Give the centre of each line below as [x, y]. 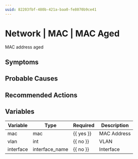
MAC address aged [24, 47]
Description [115, 125]
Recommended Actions [41, 95]
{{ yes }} [82, 133]
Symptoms [22, 62]
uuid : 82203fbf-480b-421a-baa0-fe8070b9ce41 [51, 9]
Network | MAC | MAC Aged [62, 33]
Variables [20, 112]
